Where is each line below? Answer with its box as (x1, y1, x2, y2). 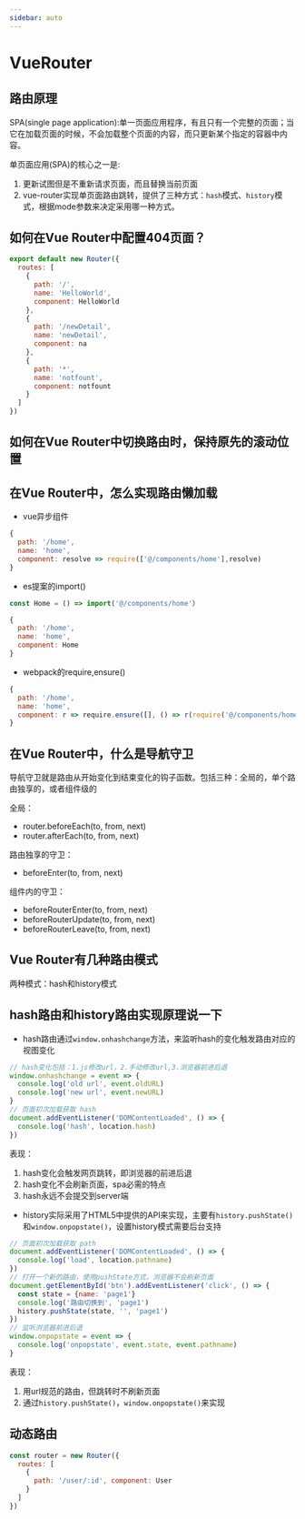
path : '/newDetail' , (33, 322, 112, 332)
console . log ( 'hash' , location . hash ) (17, 1122, 156, 1131)
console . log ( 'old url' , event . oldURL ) (17, 1080, 165, 1089)
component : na (33, 339, 88, 348)
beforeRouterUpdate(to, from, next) (22, 914, 156, 925)
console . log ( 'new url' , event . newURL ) (17, 1088, 165, 1097)
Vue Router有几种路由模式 (9, 952, 159, 968)
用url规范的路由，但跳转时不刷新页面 (22, 1385, 161, 1396)
